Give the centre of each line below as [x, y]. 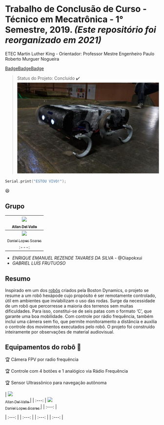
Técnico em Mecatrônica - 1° [64, 19]
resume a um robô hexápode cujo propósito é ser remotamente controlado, [81, 296]
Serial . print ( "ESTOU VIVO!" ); [36, 181]
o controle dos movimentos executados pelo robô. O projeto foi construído [80, 327]
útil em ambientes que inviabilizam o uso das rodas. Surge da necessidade [80, 301]
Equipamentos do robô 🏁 [43, 347]
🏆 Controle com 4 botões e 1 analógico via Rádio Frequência [67, 371]
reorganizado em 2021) [53, 40]
